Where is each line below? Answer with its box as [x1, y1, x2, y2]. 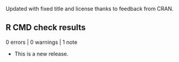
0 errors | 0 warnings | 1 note [5, 39, 78, 46]
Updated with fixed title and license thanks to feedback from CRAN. [5, 5, 174, 12]
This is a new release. [14, 50, 69, 57]
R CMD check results [5, 22, 86, 33]
